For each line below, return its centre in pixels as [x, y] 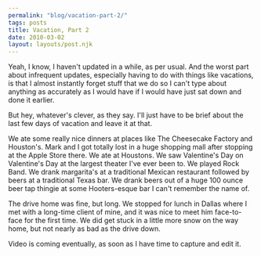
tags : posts [27, 23]
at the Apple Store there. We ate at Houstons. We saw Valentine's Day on [126, 155]
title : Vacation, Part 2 [49, 30]
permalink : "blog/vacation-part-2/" [68, 15]
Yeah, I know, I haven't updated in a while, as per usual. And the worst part [129, 67]
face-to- [228, 212]
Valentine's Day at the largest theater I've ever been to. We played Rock [124, 164]
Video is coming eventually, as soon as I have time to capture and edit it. [125, 244]
